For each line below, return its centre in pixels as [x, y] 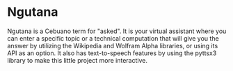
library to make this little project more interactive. [78, 60]
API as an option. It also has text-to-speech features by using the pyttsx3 [112, 53]
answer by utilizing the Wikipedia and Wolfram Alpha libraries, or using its [113, 45]
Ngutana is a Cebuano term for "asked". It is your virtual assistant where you [117, 31]
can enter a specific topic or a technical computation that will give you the [113, 38]
